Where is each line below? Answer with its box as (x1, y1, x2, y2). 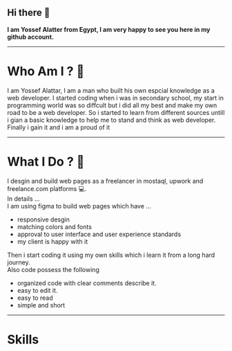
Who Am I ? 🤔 (7, 64, 85, 79)
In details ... (7, 195, 40, 203)
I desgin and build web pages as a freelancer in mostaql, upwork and (7, 177, 204, 185)
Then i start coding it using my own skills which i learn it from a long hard (7, 251, 215, 259)
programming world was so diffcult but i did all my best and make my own (7, 101, 217, 109)
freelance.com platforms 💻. (7, 184, 87, 192)
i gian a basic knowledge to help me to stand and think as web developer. (7, 116, 216, 124)
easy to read (17, 294, 53, 302)
